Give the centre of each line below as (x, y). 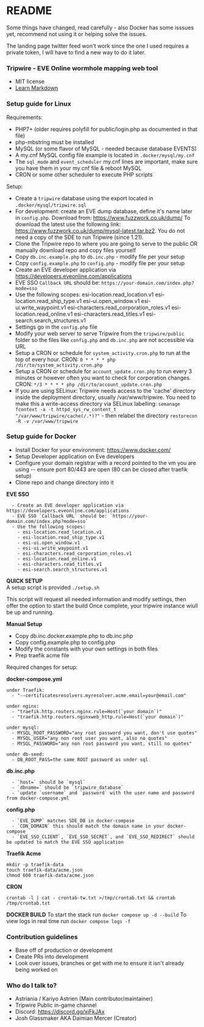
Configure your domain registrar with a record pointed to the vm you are (106, 462)
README (29, 11)
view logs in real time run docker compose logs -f (69, 921)
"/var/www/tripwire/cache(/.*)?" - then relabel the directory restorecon (106, 415)
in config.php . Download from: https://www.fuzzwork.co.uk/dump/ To (103, 217)
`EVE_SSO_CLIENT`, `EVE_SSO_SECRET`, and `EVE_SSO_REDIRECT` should (106, 837)
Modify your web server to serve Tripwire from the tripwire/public (100, 333)
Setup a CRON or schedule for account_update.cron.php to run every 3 (104, 371)
